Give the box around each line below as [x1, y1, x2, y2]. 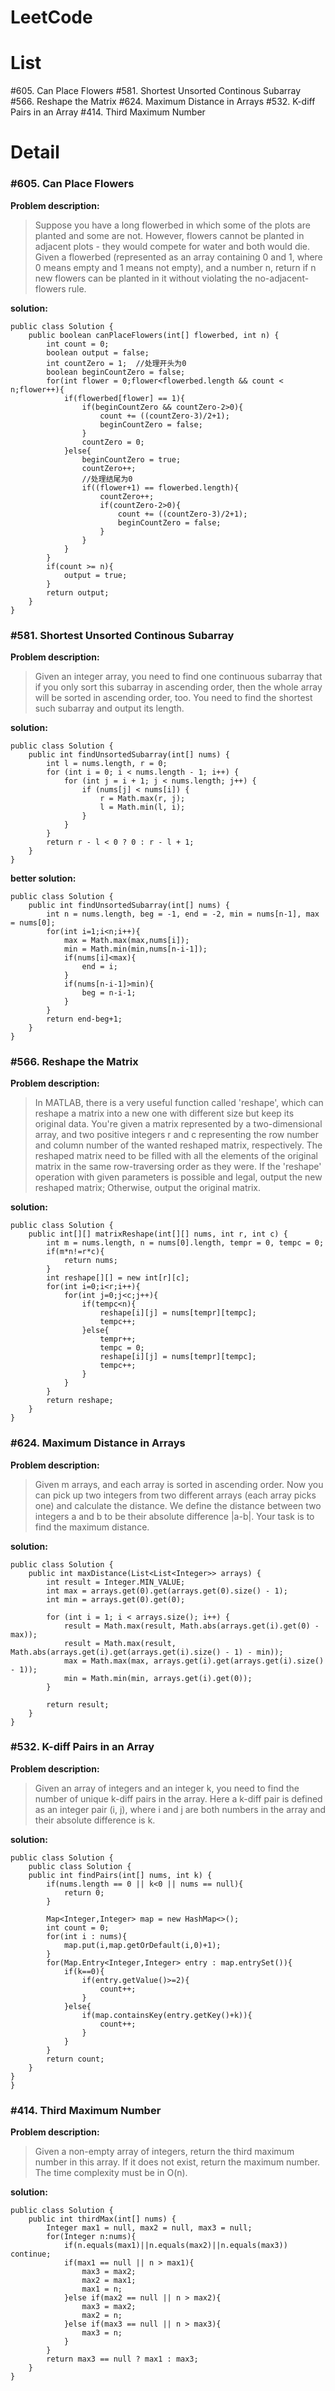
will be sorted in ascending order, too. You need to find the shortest [34, 691, 313, 703]
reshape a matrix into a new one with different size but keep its [34, 1107, 295, 1120]
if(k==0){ [63, 1966, 105, 1976]
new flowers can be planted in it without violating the [34, 272, 253, 284]
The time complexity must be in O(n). [34, 2167, 188, 2179]
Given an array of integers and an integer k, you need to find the [34, 1782, 300, 1794]
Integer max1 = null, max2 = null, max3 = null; [46, 2223, 253, 2233]
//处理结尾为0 [81, 474, 133, 484]
